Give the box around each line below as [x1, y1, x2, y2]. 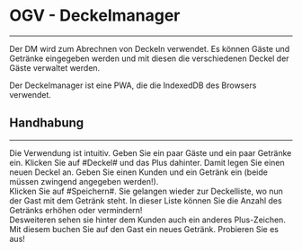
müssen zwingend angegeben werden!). [9, 176, 159, 186]
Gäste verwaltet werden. [9, 62, 101, 73]
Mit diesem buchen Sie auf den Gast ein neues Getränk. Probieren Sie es [9, 223, 279, 234]
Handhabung [9, 116, 84, 131]
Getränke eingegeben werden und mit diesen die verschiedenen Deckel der [9, 53, 289, 64]
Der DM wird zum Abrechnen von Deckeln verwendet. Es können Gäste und [9, 43, 290, 54]
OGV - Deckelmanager [9, 5, 181, 26]
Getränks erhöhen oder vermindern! [9, 204, 143, 215]
